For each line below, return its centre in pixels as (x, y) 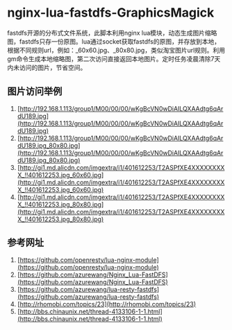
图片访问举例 (35, 92)
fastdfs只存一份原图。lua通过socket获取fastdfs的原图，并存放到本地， (120, 41)
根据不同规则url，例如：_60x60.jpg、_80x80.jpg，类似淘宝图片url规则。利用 (116, 50)
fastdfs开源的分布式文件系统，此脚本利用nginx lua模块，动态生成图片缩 (109, 33)
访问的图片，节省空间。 (53, 67)
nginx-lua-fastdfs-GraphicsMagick (111, 13)
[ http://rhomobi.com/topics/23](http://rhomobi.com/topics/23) (107, 304)
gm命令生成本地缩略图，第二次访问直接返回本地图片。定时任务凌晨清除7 (111, 59)
